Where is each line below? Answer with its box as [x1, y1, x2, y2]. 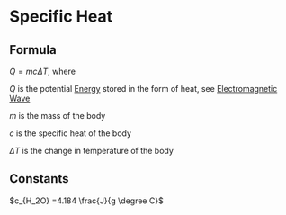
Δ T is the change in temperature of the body [9, 146, 174, 156]
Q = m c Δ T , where [9, 66, 76, 76]
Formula [9, 42, 57, 58]
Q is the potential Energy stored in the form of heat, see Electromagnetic [9, 84, 278, 94]
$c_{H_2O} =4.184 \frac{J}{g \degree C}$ [9, 195, 164, 206]
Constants [9, 171, 69, 186]
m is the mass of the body [9, 111, 106, 121]
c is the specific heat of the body [9, 128, 132, 139]
